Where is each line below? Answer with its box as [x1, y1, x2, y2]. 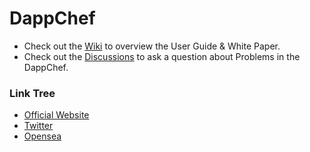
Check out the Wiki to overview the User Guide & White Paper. [23, 40, 281, 52]
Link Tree [9, 86, 56, 100]
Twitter [23, 120, 54, 132]
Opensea [23, 130, 62, 142]
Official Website [23, 109, 90, 121]
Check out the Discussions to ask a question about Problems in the [23, 50, 301, 62]
